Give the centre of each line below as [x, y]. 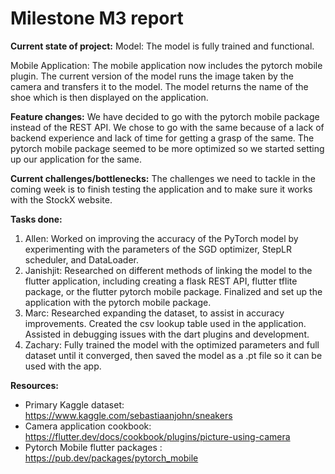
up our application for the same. [76, 159]
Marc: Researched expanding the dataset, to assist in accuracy [154, 313]
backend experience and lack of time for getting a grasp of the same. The [162, 138]
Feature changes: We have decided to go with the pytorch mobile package [165, 116]
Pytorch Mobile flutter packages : [93, 447]
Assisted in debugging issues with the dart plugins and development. [167, 334]
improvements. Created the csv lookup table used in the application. [165, 323]
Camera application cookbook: [88, 426]
